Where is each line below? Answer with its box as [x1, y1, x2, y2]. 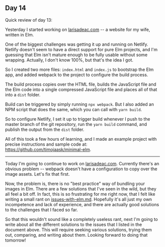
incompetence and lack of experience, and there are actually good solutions [5, 201, 160, 207]
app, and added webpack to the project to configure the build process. [5, 71, 148, 78]
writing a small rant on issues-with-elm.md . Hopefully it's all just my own [5, 196, 152, 202]
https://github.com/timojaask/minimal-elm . [5, 146, 91, 152]
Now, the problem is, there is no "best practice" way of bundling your [5, 181, 145, 186]
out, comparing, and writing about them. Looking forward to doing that [5, 232, 148, 238]
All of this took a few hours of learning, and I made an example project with [5, 136, 157, 142]
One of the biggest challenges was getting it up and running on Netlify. [5, 41, 148, 47]
